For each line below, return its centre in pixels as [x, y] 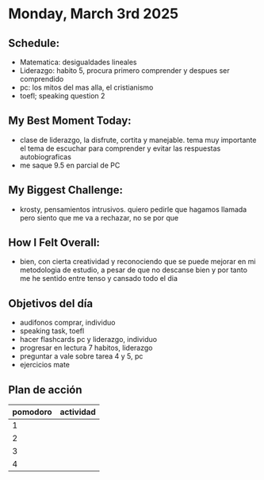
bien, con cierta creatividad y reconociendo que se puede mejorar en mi [138, 262]
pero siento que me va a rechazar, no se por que [99, 217]
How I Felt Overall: [54, 243]
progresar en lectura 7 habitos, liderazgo [86, 348]
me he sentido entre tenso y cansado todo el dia [99, 278]
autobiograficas [45, 156]
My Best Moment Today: [70, 121]
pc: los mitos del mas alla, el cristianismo [86, 87]
